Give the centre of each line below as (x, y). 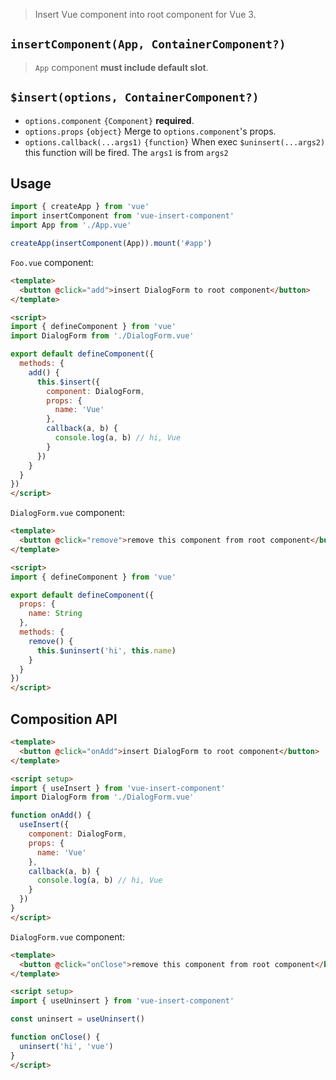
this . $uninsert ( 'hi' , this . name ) (106, 650)
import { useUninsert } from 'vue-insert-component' (122, 1001)
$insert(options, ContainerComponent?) (135, 97)
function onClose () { (55, 1037)
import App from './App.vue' (71, 225)
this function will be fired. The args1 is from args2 (126, 152)
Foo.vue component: (52, 262)
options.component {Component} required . (109, 120)
